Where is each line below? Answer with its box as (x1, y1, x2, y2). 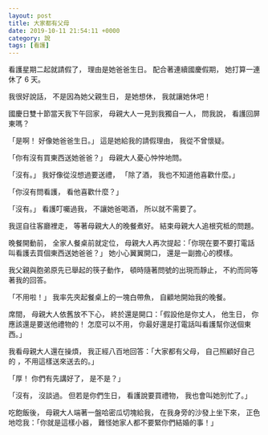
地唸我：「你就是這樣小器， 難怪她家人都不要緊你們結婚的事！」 (8, 418, 218, 428)
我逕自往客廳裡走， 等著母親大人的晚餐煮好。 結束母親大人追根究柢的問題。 (8, 222, 258, 231)
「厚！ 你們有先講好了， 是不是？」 (8, 374, 125, 384)
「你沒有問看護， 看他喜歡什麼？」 (8, 187, 123, 197)
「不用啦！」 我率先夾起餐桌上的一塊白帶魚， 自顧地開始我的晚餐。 (8, 292, 230, 302)
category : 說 (8, 34, 51, 43)
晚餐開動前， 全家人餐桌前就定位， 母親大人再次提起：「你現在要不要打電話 (8, 238, 255, 248)
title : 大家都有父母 (8, 19, 70, 27)
